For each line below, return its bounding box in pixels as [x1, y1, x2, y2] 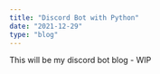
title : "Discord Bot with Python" [9, 13, 140, 23]
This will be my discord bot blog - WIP [9, 55, 152, 66]
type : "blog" [9, 30, 59, 39]
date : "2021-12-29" [9, 22, 83, 31]
